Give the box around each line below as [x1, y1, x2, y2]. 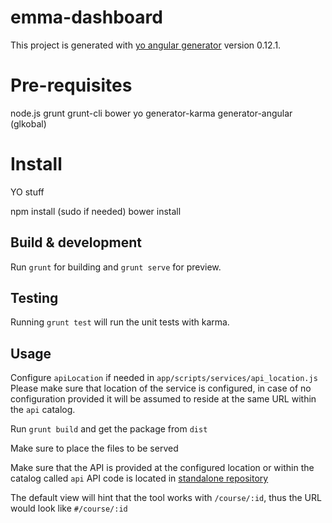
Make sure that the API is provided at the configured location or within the [10, 462, 315, 474]
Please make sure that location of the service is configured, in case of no [10, 382, 312, 395]
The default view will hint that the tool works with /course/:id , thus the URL [10, 492, 322, 504]
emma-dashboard [10, 6, 163, 29]
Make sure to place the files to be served [10, 442, 179, 455]
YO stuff [10, 186, 45, 198]
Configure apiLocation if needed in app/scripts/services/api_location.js [10, 372, 318, 384]
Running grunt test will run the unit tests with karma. [10, 316, 230, 328]
